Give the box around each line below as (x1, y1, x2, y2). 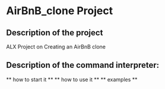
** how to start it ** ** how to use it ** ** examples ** (6, 75, 138, 83)
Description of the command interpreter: (6, 60, 160, 70)
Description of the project (6, 28, 103, 38)
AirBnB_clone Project (6, 4, 113, 18)
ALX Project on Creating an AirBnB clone (6, 43, 106, 50)
